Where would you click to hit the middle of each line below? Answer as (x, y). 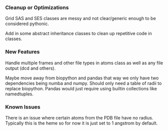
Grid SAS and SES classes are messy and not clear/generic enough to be (81, 19)
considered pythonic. (27, 24)
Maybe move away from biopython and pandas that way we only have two (82, 78)
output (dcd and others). (31, 68)
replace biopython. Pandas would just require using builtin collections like (81, 88)
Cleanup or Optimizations (37, 8)
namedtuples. (19, 94)
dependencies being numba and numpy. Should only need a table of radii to (83, 83)
